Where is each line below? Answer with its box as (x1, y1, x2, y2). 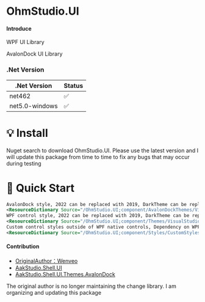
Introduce (6, 24, 32, 32)
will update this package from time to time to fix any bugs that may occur (6, 153, 190, 160)
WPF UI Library (6, 39, 45, 46)
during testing (6, 160, 41, 167)
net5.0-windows (9, 101, 58, 110)
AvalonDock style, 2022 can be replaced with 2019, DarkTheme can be (6, 201, 187, 207)
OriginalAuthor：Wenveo (15, 257, 78, 265)
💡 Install (6, 126, 49, 140)
